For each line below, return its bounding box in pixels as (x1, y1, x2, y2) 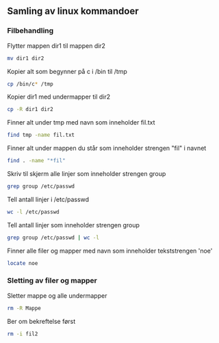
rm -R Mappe (7, 305, 41, 312)
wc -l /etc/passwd (7, 208, 60, 215)
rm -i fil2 (7, 330, 38, 338)
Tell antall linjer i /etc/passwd (7, 195, 90, 203)
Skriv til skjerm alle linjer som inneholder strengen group (7, 170, 166, 178)
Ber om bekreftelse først (7, 317, 76, 325)
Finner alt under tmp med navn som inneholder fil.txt (7, 118, 155, 127)
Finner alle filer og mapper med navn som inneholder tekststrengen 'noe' (7, 246, 213, 255)
